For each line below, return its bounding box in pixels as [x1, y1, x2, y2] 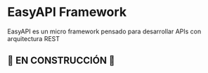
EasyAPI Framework [7, 4, 127, 20]
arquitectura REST [7, 34, 60, 42]
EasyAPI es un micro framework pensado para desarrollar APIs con [7, 27, 202, 35]
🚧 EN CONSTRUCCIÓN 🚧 [7, 55, 115, 67]
